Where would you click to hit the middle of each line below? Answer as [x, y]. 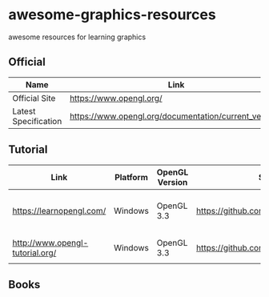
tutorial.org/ [34, 252]
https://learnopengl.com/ [59, 211]
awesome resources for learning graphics [77, 37]
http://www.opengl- [50, 243]
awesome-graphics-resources [112, 15]
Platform [131, 177]
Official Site [34, 98]
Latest [24, 111]
